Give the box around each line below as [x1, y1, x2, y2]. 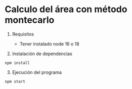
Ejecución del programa [12, 69, 62, 75]
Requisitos [12, 31, 34, 37]
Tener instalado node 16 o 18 [19, 40, 79, 47]
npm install [5, 60, 30, 65]
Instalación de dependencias [12, 51, 73, 57]
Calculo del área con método [5, 4, 127, 15]
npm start [5, 79, 26, 84]
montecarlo [5, 14, 55, 26]
